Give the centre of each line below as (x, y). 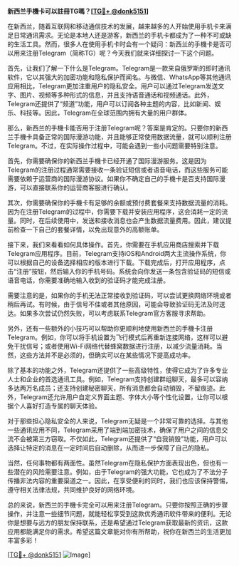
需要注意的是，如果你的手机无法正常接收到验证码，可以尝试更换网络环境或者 (119, 295)
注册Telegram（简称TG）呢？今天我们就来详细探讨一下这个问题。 (122, 53)
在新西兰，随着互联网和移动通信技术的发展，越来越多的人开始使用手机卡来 (116, 26)
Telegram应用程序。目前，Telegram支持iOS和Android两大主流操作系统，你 (117, 253)
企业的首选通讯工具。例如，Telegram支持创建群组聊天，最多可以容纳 (127, 379)
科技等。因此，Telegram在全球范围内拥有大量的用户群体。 (105, 113)
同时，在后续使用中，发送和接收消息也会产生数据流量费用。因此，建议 (122, 221)
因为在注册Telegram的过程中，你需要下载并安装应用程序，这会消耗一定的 (115, 212)
